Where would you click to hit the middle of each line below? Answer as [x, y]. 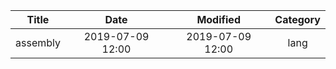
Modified [218, 19]
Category [297, 19]
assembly [38, 42]
